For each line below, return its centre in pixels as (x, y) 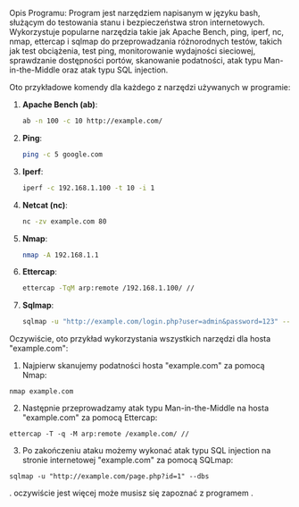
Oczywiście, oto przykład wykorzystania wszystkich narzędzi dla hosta (140, 339)
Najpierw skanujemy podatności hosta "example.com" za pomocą (143, 366)
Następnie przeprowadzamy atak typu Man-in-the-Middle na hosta (145, 408)
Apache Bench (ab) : (60, 105)
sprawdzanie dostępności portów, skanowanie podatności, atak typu (135, 60)
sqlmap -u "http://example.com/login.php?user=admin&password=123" (150, 322)
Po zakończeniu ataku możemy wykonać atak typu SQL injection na (146, 451)
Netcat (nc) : (45, 205)
